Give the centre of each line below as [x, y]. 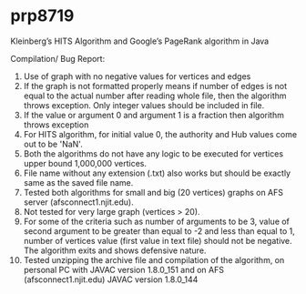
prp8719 [42, 16]
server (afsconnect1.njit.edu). [79, 202]
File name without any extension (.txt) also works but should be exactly [157, 173]
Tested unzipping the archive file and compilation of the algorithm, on [154, 259]
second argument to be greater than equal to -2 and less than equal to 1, [159, 231]
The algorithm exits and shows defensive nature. [115, 250]
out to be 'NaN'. [53, 144]
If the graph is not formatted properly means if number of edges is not [155, 86]
